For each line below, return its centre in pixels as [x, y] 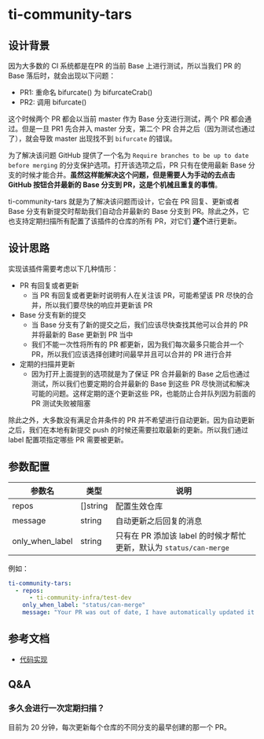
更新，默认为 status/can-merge [172, 547]
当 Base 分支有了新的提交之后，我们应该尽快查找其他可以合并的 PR [139, 325]
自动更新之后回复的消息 [159, 520]
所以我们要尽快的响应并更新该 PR [99, 305]
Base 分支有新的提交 [53, 314]
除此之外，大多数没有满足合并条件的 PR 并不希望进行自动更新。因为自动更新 [132, 420]
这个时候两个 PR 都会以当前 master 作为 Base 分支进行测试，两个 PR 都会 [126, 119]
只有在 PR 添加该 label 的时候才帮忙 [181, 535]
